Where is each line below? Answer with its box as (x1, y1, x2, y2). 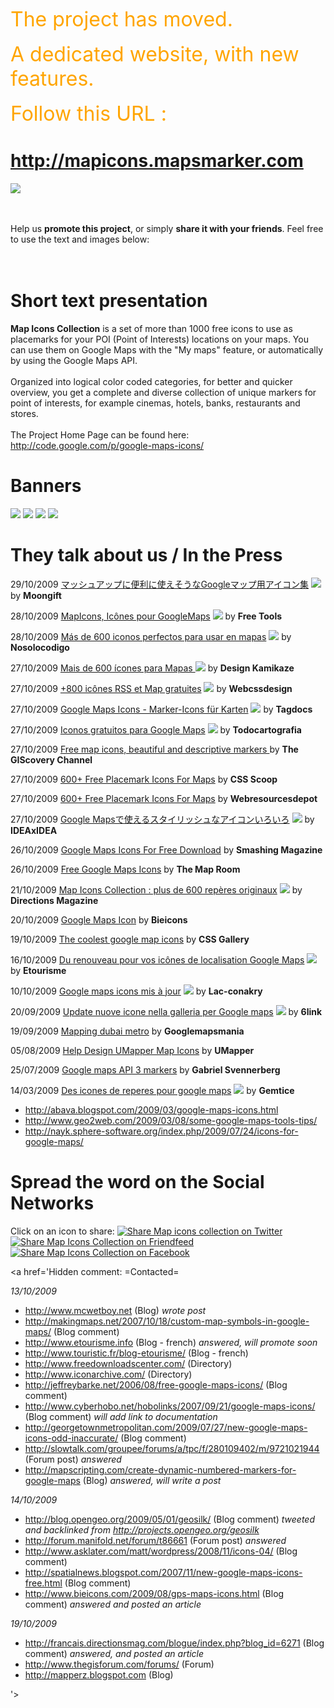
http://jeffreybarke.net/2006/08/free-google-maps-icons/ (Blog (24, 1378, 288, 1391)
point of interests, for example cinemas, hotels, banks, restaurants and (10, 397, 301, 409)
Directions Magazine (10, 894, 99, 906)
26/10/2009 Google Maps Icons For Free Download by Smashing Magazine (10, 843, 323, 856)
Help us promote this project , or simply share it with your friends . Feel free (10, 222, 324, 234)
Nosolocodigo (10, 641, 70, 653)
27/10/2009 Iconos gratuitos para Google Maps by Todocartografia (10, 723, 302, 736)
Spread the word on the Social (10, 1170, 265, 1193)
